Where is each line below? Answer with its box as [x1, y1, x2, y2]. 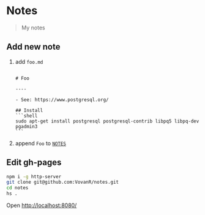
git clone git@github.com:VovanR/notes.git [6, 179, 119, 186]
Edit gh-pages [6, 157, 62, 168]
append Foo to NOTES [15, 139, 66, 147]
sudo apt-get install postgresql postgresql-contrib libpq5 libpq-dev [15, 118, 199, 124]
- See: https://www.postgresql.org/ [15, 96, 109, 103]
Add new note [6, 42, 61, 52]
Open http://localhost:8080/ [6, 202, 77, 209]
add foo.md [15, 58, 43, 65]
